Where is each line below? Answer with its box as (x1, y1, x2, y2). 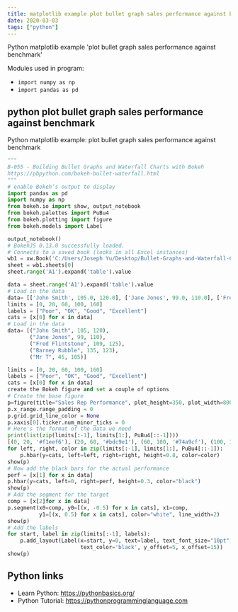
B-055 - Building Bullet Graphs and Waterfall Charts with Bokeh (7, 163, 204, 171)
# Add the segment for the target (7, 491, 110, 499)
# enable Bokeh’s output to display (7, 183, 115, 190)
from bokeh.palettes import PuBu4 (7, 209, 110, 216)
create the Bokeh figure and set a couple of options (7, 386, 170, 393)
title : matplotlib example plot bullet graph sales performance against (7, 10, 227, 18)
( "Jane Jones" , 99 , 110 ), (29, 334, 106, 341)
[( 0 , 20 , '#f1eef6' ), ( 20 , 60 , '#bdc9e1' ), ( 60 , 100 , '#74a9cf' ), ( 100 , (7, 439, 227, 446)
